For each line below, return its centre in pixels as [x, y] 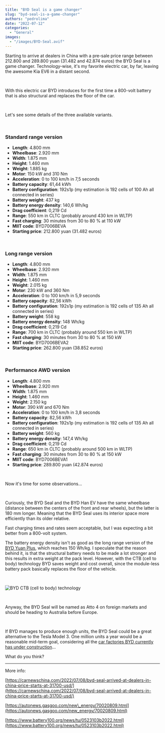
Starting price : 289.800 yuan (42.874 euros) [57, 464]
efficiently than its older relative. [38, 518]
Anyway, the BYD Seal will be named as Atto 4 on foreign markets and [76, 607]
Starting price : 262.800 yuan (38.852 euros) [57, 348]
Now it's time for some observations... [44, 484]
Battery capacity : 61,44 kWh [41, 184]
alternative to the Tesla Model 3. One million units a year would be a [74, 636]
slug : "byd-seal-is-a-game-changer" [42, 14]
